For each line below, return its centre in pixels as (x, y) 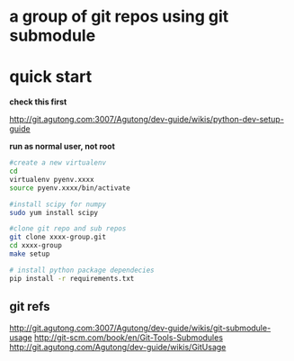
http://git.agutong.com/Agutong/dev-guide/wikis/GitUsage (118, 347)
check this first (38, 102)
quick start (51, 77)
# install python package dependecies (82, 270)
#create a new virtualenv (58, 163)
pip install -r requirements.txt (72, 278)
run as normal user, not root (62, 147)
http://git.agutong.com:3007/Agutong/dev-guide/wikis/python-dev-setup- (147, 120)
